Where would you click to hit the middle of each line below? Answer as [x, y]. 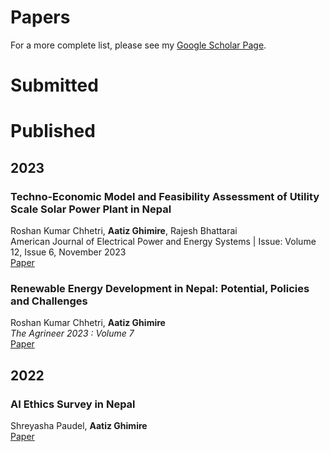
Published [53, 131]
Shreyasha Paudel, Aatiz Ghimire [79, 425]
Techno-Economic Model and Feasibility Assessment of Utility [165, 196]
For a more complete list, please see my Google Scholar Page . [138, 45]
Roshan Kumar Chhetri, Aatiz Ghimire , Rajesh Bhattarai [124, 230]
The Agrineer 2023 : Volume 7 [72, 333]
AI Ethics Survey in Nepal [73, 404]
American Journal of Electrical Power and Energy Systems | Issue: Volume [163, 241]
